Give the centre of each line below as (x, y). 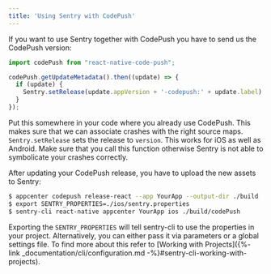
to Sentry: (25, 181)
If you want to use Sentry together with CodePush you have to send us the (133, 39)
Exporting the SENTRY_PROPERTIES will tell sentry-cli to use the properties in (131, 227)
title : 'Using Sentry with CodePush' (72, 16)
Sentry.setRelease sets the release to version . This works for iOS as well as (135, 139)
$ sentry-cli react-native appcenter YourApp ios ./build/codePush (125, 212)
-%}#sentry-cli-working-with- (197, 253)
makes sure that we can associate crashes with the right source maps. (126, 131)
